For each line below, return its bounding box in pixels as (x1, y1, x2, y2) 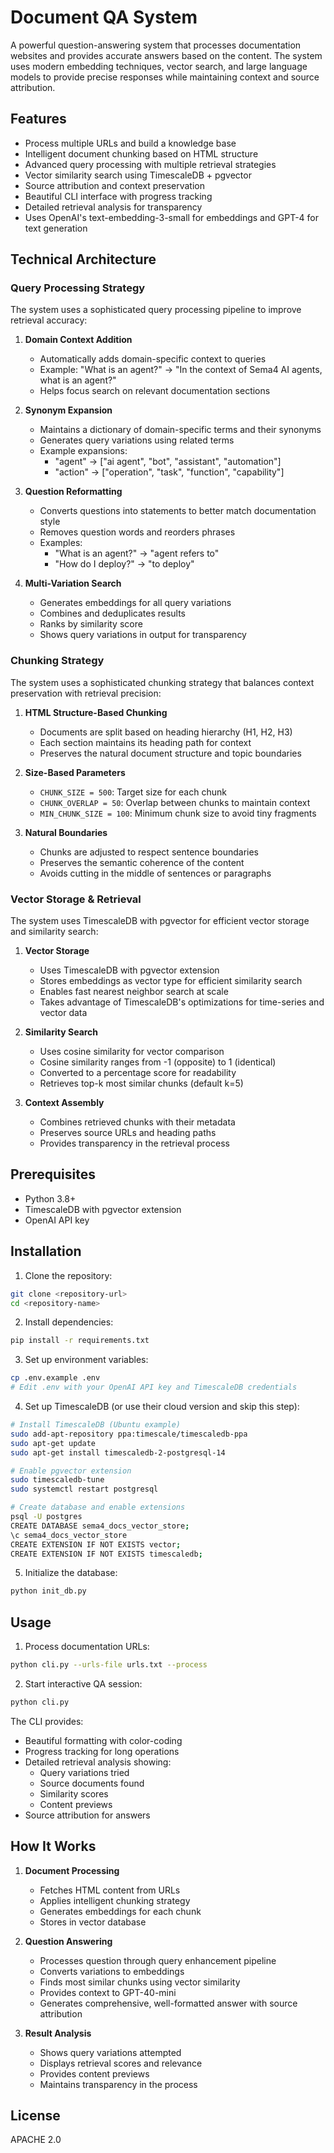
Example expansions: (39, 445, 128, 457)
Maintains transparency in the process (39, 2078, 198, 2090)
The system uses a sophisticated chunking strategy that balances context (10, 676, 315, 688)
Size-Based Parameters (24, 766, 126, 778)
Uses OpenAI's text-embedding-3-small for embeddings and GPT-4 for (24, 211, 320, 223)
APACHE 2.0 (10, 2134, 62, 2146)
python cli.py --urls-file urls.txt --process (10, 1660, 208, 1670)
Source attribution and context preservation (24, 179, 205, 191)
